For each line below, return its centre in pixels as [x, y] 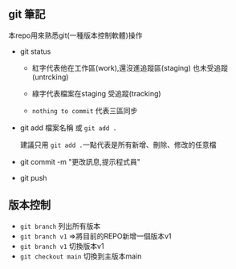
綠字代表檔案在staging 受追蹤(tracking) [97, 93]
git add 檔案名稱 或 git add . [68, 128]
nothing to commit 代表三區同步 [85, 110]
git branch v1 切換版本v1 [62, 246]
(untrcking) [50, 77]
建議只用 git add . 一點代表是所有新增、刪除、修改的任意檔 [118, 145]
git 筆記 [27, 14]
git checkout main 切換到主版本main [81, 256]
